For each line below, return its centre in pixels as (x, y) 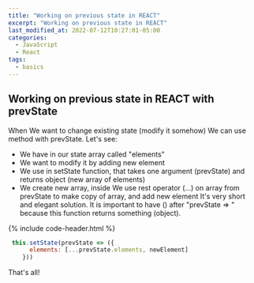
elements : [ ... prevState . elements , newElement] (109, 250)
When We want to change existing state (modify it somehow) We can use (127, 130)
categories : (28, 38)
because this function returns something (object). (100, 213)
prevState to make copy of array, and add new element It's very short (133, 196)
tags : (17, 60)
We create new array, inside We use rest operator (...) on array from (130, 187)
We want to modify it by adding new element (92, 162)
